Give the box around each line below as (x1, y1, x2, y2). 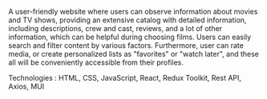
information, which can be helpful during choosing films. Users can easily (8, 32, 252, 42)
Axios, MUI (8, 81, 45, 91)
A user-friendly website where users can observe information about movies (8, 7, 258, 16)
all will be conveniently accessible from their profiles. (8, 57, 184, 67)
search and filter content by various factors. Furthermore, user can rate (8, 41, 245, 50)
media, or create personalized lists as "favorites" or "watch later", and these (8, 49, 259, 58)
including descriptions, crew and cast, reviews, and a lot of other (8, 24, 223, 33)
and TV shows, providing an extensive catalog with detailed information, (8, 15, 247, 25)
